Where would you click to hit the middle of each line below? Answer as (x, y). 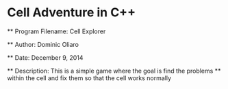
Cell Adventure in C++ (71, 13)
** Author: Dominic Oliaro (43, 44)
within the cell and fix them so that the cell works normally (89, 78)
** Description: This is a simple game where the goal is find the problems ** (114, 71)
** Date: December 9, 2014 (45, 57)
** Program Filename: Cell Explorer (56, 31)
